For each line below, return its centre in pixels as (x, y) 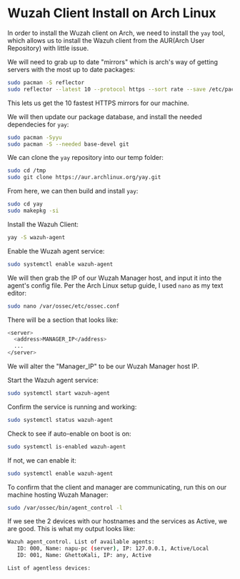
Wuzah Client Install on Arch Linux (112, 13)
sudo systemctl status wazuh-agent (60, 420)
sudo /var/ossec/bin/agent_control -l (65, 508)
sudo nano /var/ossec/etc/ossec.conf (64, 306)
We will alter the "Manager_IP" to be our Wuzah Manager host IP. (103, 366)
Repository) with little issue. (48, 48)
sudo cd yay (25, 204)
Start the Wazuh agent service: (53, 381)
